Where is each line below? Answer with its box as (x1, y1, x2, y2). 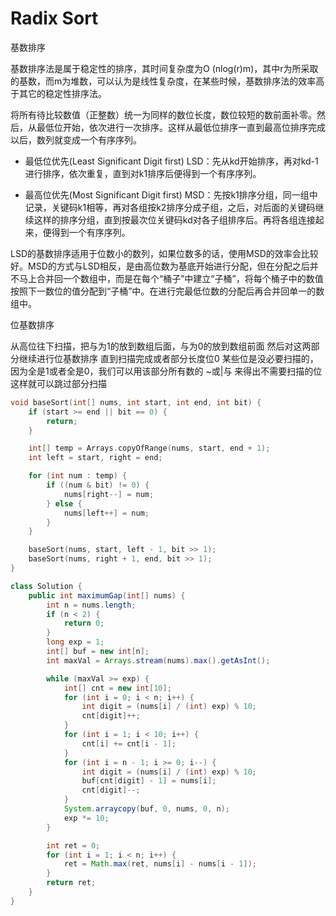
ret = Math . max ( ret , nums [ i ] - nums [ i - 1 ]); (63, 859, 257, 869)
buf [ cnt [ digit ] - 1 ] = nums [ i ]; (81, 776, 217, 786)
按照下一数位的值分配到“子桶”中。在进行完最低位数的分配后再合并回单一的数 (10, 285, 325, 297)
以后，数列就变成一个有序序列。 (10, 133, 142, 146)
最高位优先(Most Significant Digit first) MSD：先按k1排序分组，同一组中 (24, 188, 318, 201)
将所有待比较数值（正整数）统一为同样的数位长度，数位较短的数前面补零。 (10, 108, 317, 121)
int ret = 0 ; (46, 840, 101, 851)
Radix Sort (10, 7, 99, 30)
